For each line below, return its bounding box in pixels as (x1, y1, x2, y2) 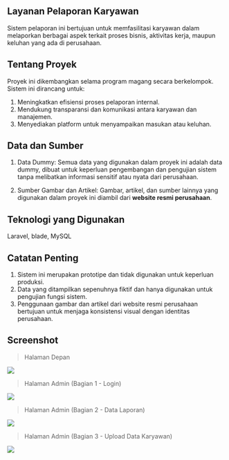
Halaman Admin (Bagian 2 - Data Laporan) (24, 405, 145, 414)
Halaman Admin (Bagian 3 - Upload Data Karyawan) (24, 432, 173, 440)
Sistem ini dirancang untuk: (7, 84, 85, 93)
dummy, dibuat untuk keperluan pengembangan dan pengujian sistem (17, 165, 217, 174)
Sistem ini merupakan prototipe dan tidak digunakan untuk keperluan (17, 270, 214, 279)
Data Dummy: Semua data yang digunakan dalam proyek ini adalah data (17, 158, 223, 167)
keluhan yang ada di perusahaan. (7, 38, 102, 47)
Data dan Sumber (7, 140, 84, 151)
